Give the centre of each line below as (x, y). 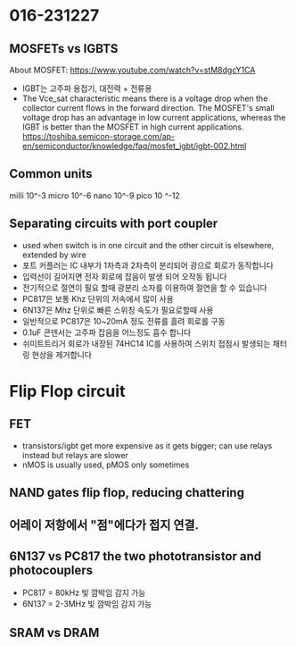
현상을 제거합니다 (62, 355)
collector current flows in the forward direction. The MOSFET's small (148, 108)
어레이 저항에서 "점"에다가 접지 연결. (104, 525)
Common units (51, 174)
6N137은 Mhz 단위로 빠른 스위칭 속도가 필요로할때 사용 (118, 310)
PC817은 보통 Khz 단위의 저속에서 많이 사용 (98, 298)
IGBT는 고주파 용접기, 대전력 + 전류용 (87, 88)
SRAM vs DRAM (54, 632)
